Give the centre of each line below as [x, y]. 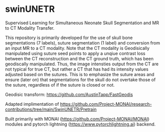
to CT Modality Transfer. [30, 28]
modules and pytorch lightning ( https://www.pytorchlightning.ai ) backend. [80, 124]
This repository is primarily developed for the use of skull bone [69, 38]
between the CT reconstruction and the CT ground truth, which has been [80, 58]
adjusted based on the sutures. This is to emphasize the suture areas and [80, 74]
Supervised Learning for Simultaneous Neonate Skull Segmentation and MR [82, 23]
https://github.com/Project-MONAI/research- [106, 104]
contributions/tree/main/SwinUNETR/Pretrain [51, 109]
